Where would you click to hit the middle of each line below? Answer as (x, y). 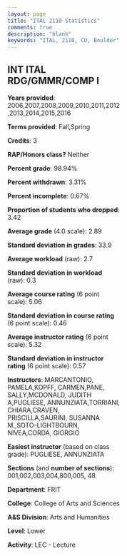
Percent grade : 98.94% (42, 168)
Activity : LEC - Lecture (42, 545)
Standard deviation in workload (55, 273)
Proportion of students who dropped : (63, 209)
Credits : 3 (22, 141)
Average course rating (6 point (54, 294)
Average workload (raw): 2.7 (50, 258)
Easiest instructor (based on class (59, 446)
